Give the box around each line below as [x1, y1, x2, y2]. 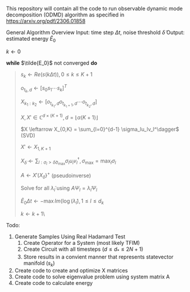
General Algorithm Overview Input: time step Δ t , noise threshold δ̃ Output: [6, 29, 185, 36]
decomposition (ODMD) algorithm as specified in [6, 11, 125, 18]
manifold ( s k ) [23, 259, 55, 268]
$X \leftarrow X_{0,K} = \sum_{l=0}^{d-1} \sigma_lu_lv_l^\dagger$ [20, 126, 179, 133]
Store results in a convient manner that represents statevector [23, 253, 174, 260]
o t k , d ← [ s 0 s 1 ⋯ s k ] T [20, 84, 67, 94]
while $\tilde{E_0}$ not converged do [6, 59, 98, 67]
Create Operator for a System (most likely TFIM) [23, 239, 140, 246]
